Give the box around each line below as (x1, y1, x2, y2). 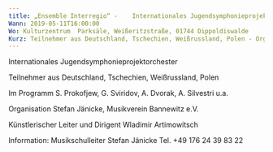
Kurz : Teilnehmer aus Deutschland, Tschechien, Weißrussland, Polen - (8, 34, 253, 43)
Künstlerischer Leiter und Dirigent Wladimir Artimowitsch (8, 119, 199, 130)
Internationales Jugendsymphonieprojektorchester (8, 57, 178, 67)
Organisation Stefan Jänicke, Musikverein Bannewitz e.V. (8, 104, 199, 114)
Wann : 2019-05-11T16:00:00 (8, 20, 100, 28)
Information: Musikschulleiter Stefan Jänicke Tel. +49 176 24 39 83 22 (8, 136, 244, 145)
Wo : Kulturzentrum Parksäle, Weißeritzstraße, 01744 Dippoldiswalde (8, 27, 249, 35)
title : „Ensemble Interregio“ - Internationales (8, 11, 187, 20)
